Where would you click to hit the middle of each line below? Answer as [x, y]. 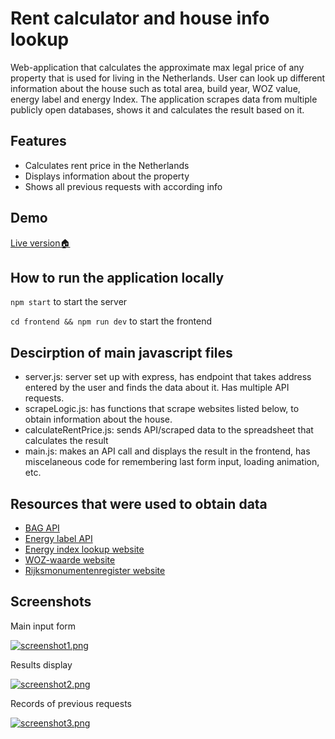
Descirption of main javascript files [121, 352]
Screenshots [51, 602]
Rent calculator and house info [140, 18]
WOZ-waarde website [70, 560]
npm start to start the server [69, 302]
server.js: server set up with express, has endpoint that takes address [168, 377]
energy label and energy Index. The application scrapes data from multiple [164, 99]
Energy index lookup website [84, 549]
